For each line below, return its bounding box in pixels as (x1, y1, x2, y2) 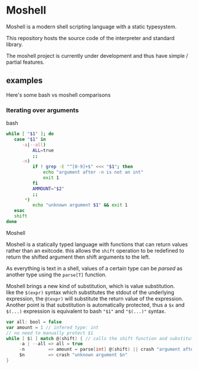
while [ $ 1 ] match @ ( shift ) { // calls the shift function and (6, 335, 167, 341)
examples (6, 76, 43, 86)
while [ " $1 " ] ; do (6, 131, 54, 137)
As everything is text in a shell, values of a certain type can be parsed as (6, 264, 183, 272)
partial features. (6, 58, 45, 66)
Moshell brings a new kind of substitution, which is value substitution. (6, 282, 175, 289)
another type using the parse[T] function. (6, 271, 107, 278)
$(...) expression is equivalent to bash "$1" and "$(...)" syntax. (6, 308, 166, 315)
